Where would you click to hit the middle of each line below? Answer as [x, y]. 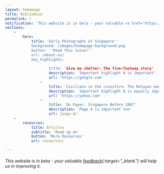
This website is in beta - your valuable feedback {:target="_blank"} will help [81, 161]
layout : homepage [23, 10]
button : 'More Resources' [57, 136]
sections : [15, 28]
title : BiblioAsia [24, 14]
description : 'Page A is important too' [90, 109]
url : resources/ [48, 141]
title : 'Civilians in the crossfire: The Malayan [100, 87]
